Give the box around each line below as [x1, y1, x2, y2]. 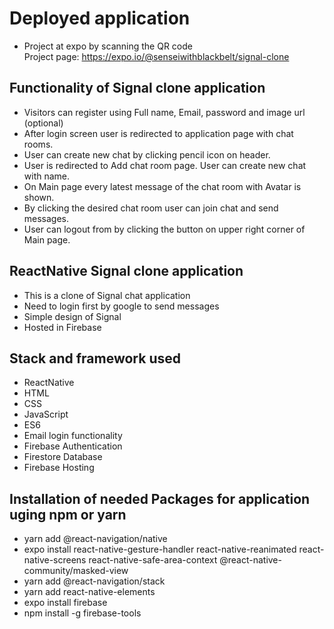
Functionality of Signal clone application [9, 80, 266, 97]
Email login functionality [23, 430, 123, 442]
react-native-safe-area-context [88, 554, 218, 566]
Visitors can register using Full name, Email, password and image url [23, 106, 306, 118]
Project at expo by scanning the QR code [23, 40, 193, 52]
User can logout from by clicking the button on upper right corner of [23, 223, 306, 235]
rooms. [23, 138, 54, 150]
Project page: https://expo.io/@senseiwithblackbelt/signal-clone [23, 50, 290, 62]
